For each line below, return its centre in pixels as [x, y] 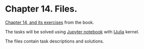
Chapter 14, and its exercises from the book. [50, 22]
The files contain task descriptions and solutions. [55, 41]
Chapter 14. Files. [41, 9]
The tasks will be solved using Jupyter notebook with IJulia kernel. [72, 32]
